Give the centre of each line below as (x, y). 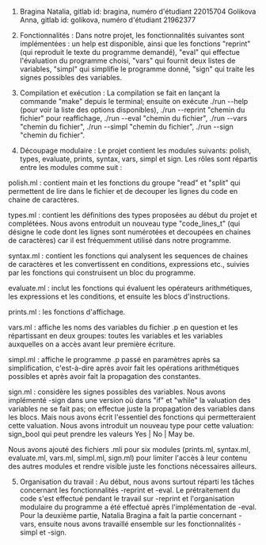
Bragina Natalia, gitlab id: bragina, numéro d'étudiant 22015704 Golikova (138, 12)
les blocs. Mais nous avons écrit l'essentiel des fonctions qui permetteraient (132, 417)
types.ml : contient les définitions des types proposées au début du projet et (133, 215)
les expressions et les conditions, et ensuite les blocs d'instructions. (119, 296)
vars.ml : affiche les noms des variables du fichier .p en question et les (123, 327)
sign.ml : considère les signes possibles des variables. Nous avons (117, 392)
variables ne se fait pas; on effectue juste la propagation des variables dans (132, 409)
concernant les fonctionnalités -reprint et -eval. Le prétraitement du (130, 490)
